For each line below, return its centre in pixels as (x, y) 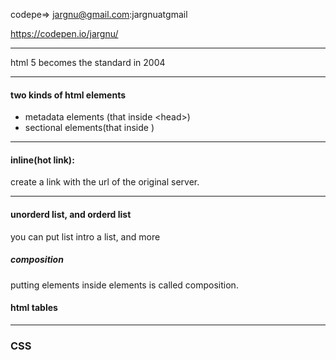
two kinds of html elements (68, 95)
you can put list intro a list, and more (85, 236)
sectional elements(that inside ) (89, 128)
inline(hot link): (42, 160)
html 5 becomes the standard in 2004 (88, 62)
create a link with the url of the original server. (105, 182)
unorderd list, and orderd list (71, 214)
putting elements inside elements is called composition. (124, 285)
